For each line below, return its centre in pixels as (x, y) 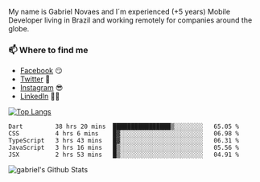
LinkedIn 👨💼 (40, 97)
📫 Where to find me (48, 50)
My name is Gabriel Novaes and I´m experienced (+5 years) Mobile (120, 12)
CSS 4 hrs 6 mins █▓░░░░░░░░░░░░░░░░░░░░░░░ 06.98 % (124, 134)
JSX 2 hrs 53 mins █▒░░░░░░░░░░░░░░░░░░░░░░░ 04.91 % (124, 155)
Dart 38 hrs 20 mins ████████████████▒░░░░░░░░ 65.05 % (124, 127)
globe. (19, 29)
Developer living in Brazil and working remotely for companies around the (130, 20)
